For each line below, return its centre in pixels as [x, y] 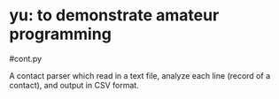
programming [61, 34]
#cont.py [26, 58]
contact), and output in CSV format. [74, 85]
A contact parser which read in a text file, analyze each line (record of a [140, 75]
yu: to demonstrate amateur [114, 15]
